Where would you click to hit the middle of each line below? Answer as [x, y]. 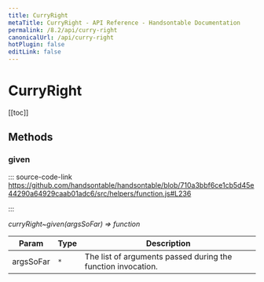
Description [168, 243]
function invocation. [121, 266]
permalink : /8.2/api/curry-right [63, 30]
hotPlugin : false [37, 45]
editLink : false [35, 52]
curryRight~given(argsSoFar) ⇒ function [74, 224]
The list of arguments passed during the [158, 256]
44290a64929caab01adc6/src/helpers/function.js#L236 [100, 193]
